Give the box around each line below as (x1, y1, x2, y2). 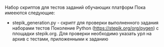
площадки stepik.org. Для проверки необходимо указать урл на (12, 31, 152, 36)
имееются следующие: (5, 10, 56, 16)
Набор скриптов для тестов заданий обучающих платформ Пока (5, 5, 146, 10)
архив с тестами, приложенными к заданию (12, 36, 108, 42)
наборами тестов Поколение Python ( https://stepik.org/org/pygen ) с (12, 25, 159, 31)
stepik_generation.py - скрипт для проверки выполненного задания (12, 20, 159, 26)
